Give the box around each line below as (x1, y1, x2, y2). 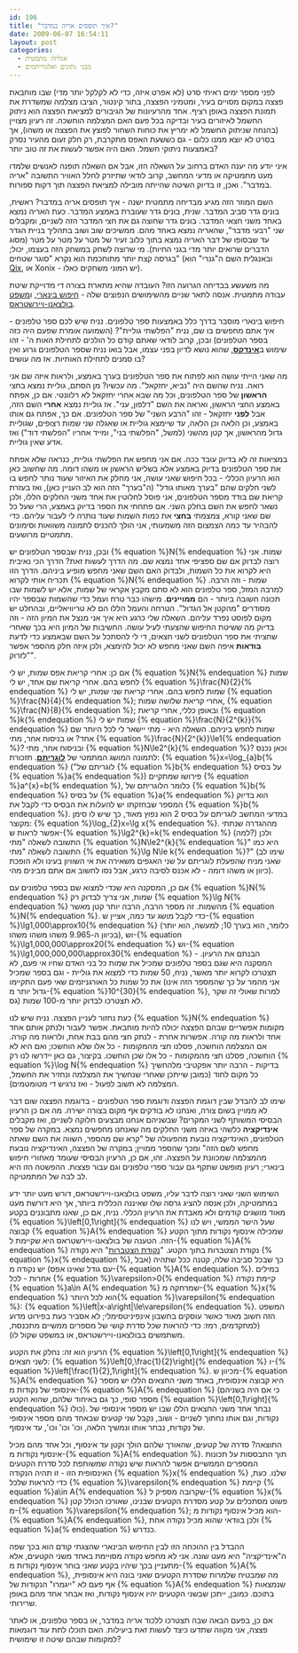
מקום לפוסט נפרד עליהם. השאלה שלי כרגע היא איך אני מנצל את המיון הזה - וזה (9, 612, 272, 623)
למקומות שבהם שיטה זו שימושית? (9, 1633, 122, 1644)
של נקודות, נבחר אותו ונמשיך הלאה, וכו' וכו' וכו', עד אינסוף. (9, 1422, 206, 1432)
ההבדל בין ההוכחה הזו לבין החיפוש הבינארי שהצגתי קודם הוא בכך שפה (9, 1540, 245, 1552)
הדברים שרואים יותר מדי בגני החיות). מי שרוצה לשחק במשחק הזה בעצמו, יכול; (9, 243, 270, 254)
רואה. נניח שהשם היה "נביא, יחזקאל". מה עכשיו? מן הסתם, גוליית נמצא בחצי (9, 380, 264, 390)
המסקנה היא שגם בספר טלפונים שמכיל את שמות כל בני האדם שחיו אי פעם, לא (9, 957, 273, 968)
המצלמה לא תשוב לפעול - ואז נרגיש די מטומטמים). (9, 1078, 179, 1089)
